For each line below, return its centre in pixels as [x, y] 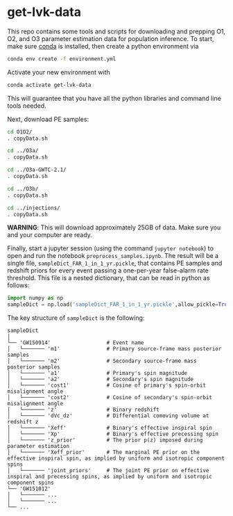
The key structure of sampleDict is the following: [76, 318]
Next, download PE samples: [48, 119]
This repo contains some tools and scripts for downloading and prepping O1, [116, 31]
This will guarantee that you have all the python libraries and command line [114, 98]
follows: [18, 285]
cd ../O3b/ [23, 188]
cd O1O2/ [20, 132]
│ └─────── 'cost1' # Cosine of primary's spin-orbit [107, 386]
